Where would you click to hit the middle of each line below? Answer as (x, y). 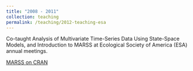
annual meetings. (27, 51)
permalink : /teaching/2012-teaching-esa (56, 22)
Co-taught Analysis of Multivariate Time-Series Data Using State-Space (93, 39)
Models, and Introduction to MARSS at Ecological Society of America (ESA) (97, 45)
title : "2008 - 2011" (33, 11)
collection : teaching (33, 17)
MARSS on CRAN (27, 62)
